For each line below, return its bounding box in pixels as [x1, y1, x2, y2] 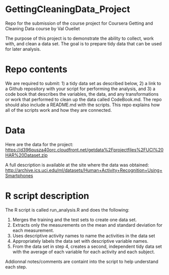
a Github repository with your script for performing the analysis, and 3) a [5, 86, 156, 92]
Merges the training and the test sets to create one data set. [12, 217, 137, 223]
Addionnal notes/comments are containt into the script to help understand [5, 258, 158, 264]
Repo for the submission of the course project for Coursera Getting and [5, 20, 153, 26]
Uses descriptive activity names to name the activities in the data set [12, 233, 155, 239]
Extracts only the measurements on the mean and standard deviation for [12, 222, 162, 228]
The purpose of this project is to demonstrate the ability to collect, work [5, 35, 154, 41]
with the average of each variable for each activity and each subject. [12, 248, 155, 255]
